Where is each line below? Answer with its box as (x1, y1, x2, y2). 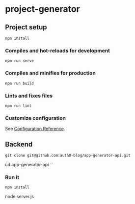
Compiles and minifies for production (5, 70, 96, 76)
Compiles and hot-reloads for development (5, 47, 110, 54)
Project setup (5, 23, 48, 31)
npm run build (5, 81, 34, 86)
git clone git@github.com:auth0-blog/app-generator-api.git (5, 153, 131, 158)
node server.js (5, 194, 34, 200)
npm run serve (5, 58, 34, 63)
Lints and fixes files (5, 92, 53, 99)
